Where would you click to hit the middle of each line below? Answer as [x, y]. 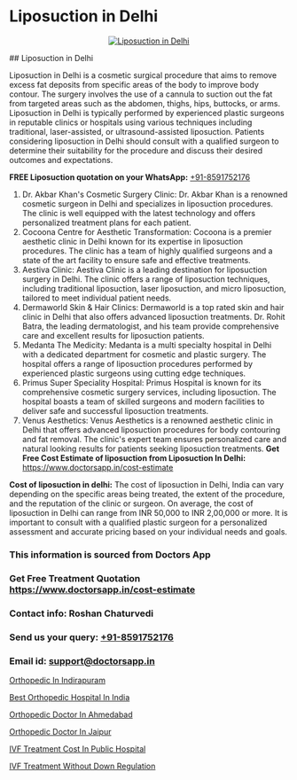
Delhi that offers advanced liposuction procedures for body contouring [151, 429]
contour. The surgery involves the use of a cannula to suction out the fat [141, 94]
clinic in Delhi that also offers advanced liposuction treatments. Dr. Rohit [153, 316]
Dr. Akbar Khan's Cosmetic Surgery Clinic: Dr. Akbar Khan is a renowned [155, 194]
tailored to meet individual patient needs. [97, 298]
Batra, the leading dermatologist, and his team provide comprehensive [150, 326]
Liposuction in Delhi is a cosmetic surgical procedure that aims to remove [143, 75]
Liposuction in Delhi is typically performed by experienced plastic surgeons [147, 113]
